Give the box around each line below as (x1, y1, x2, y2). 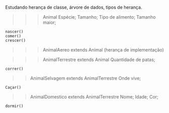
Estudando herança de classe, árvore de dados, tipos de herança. (5, 5, 142, 10)
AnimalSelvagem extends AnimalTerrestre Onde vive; (30, 75, 141, 81)
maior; (42, 20, 57, 25)
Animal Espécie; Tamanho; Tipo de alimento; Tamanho (42, 14, 156, 20)
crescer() (5, 38, 26, 43)
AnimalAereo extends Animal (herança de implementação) (42, 47, 164, 52)
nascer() (5, 29, 24, 34)
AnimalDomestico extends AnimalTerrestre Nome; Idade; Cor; (30, 94, 159, 100)
